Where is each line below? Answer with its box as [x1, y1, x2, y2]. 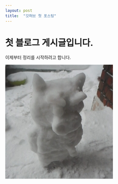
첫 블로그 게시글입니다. [5, 37, 94, 48]
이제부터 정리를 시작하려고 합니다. [5, 54, 71, 60]
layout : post [5, 8, 33, 13]
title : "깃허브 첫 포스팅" [5, 13, 57, 18]
